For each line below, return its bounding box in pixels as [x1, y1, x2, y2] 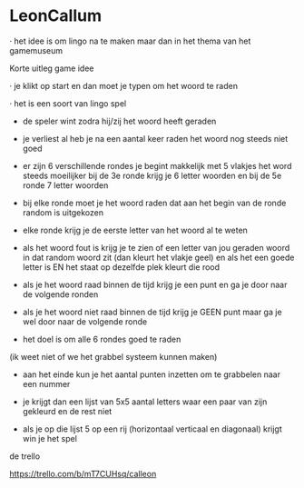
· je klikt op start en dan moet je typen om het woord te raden [9, 80, 239, 91]
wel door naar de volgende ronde [22, 315, 148, 327]
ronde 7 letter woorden [22, 179, 109, 191]
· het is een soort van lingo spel [9, 97, 127, 109]
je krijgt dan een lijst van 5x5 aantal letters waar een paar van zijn [22, 396, 268, 407]
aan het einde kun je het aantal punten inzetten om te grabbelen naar [22, 369, 281, 380]
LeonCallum [9, 5, 103, 26]
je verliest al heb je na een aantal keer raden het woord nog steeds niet [22, 133, 289, 144]
